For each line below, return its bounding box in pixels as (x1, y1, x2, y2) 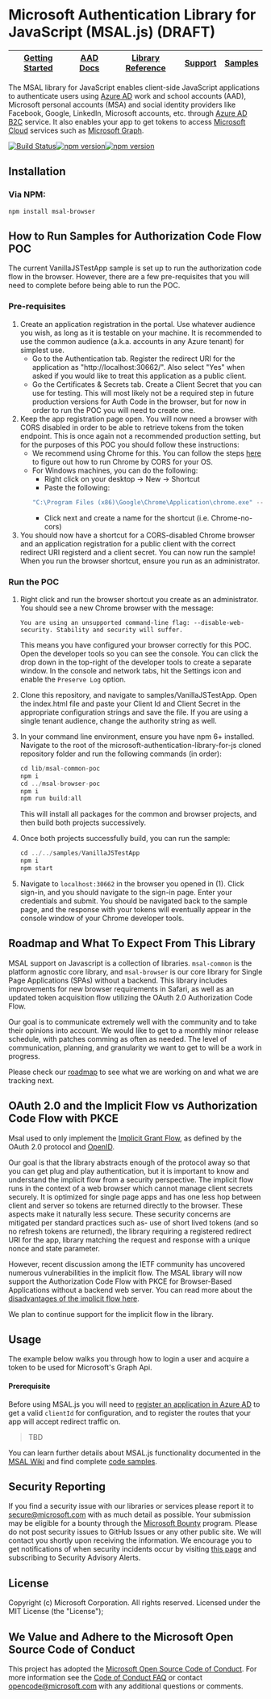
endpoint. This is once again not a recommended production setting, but (19, 431, 261, 440)
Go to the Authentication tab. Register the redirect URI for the (31, 354, 236, 363)
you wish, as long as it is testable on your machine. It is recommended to (19, 328, 262, 338)
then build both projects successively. (19, 818, 147, 827)
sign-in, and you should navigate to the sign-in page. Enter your (19, 887, 232, 897)
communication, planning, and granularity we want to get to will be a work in (8, 1043, 262, 1052)
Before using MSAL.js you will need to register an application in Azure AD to (8, 1399, 261, 1409)
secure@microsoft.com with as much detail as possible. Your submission (8, 1510, 252, 1519)
